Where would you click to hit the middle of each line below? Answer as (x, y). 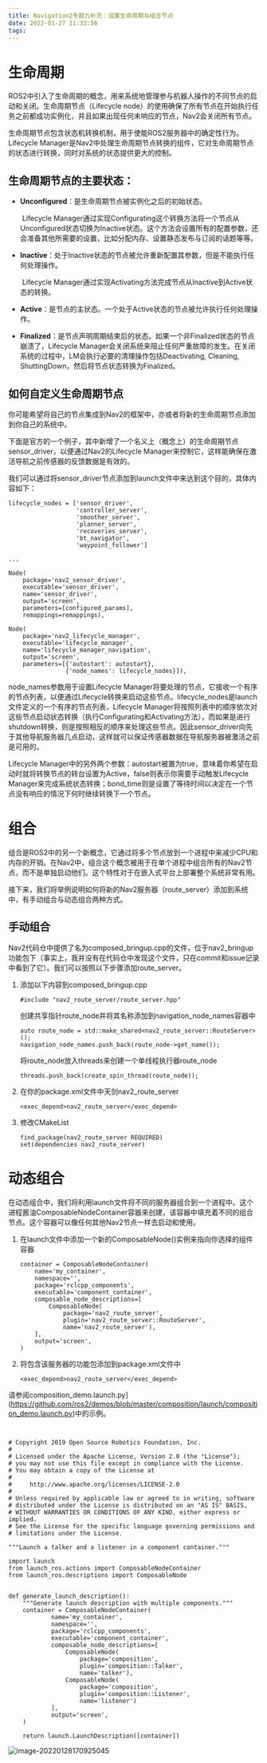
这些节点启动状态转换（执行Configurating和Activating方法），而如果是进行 (130, 716)
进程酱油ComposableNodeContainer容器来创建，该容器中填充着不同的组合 (131, 1212)
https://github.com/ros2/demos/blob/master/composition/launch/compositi (134, 1404)
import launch (32, 1561)
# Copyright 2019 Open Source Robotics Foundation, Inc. (105, 1442)
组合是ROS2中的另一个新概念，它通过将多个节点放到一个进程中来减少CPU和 (133, 852)
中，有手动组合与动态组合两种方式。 (68, 899)
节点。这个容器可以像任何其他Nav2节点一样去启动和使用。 (104, 1222)
